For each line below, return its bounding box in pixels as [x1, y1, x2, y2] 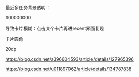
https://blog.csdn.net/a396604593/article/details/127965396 [5, 56, 134, 62]
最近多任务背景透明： [5, 5, 50, 10]
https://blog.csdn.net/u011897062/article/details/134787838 [5, 66, 132, 72]
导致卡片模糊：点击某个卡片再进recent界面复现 [5, 25, 104, 31]
